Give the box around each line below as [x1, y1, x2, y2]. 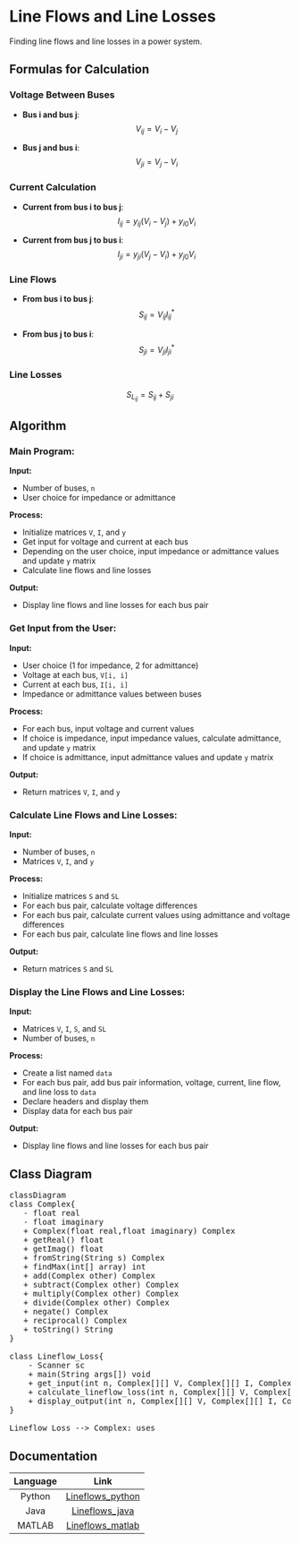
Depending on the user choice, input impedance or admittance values [21, 546, 279, 557]
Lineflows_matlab [66, 1519, 140, 1531]
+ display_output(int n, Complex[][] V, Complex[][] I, [28, 1396, 279, 1407]
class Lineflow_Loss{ [9, 1351, 104, 1362]
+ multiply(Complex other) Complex [23, 1289, 179, 1299]
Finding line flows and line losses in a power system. [9, 36, 203, 47]
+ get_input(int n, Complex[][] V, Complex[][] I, [28, 1378, 254, 1389]
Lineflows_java [71, 1504, 135, 1517]
